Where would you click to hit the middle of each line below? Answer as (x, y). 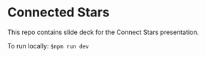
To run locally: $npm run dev (48, 46)
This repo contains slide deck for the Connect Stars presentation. (103, 32)
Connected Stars (58, 12)
